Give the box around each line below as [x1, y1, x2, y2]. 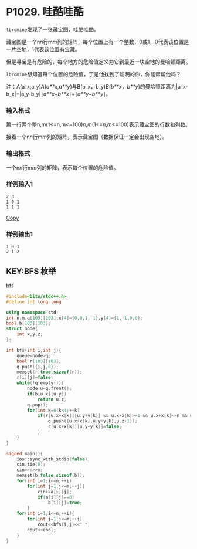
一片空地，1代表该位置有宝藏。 [6, 45, 80, 53]
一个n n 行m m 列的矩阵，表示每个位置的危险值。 [6, 164, 119, 171]
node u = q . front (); [27, 385, 72, 392]
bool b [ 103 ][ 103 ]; [6, 320, 51, 326]
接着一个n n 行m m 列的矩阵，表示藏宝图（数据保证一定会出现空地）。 [6, 133, 168, 141]
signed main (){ [6, 450, 43, 456]
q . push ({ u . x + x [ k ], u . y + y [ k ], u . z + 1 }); [47, 418, 138, 424]
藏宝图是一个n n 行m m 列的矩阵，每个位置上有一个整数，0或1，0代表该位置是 [6, 38, 189, 45]
